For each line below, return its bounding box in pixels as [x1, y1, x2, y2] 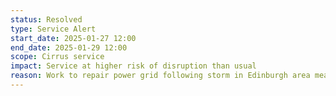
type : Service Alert [10, 24, 97, 34]
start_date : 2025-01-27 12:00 [10, 33, 137, 43]
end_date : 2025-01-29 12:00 [10, 42, 128, 53]
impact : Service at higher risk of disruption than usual [10, 61, 257, 71]
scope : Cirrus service [10, 52, 105, 62]
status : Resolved [10, 14, 83, 25]
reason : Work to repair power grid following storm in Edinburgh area [10, 71, 311, 81]
